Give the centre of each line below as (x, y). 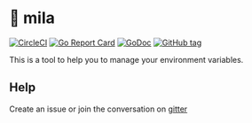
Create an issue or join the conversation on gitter (98, 109)
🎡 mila (32, 18)
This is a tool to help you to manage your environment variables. (126, 59)
